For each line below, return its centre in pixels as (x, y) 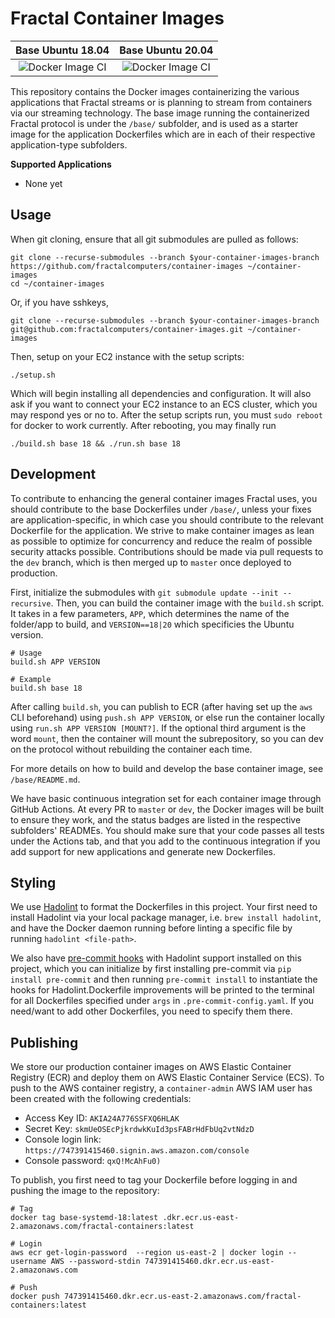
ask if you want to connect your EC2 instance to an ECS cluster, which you (164, 404)
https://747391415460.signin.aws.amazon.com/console (137, 1151)
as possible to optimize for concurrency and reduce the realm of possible (161, 541)
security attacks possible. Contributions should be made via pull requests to (167, 551)
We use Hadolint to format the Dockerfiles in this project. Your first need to (164, 907)
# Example (31, 679)
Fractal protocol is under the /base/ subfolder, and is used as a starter (154, 123)
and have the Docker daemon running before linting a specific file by (151, 928)
